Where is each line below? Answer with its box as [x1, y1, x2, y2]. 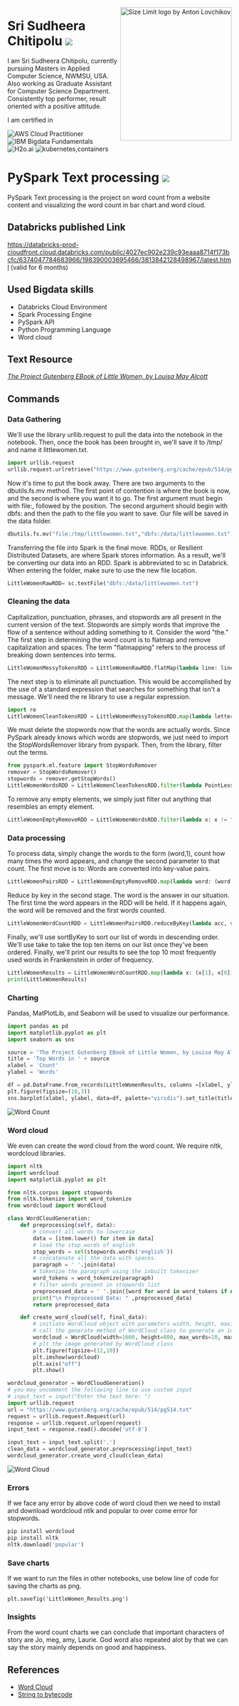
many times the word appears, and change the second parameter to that [7, 857, 221, 865]
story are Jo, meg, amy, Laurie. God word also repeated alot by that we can [7, 1636, 228, 1644]
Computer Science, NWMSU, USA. [7, 71, 109, 80]
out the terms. [7, 748, 48, 757]
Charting [7, 993, 39, 1003]
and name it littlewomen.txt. [7, 446, 89, 454]
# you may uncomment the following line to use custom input [7, 1386, 193, 1393]
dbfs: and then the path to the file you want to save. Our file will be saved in [7, 509, 229, 518]
